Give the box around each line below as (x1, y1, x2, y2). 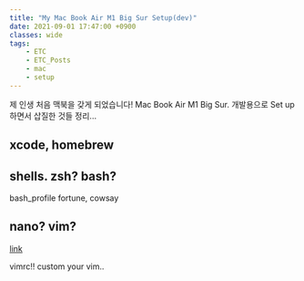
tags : (9, 38, 30, 48)
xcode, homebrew (9, 138, 115, 153)
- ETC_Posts (25, 56, 71, 65)
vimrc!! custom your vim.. (9, 261, 105, 272)
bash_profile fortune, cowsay (9, 193, 119, 203)
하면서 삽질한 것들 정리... (9, 110, 97, 121)
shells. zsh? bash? (9, 168, 117, 183)
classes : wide (9, 30, 64, 39)
